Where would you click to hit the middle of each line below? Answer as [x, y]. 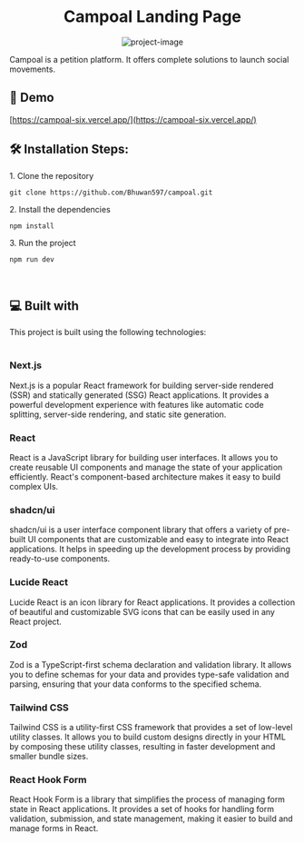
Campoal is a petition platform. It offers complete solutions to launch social [149, 59]
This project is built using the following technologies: [108, 332]
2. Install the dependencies [60, 209]
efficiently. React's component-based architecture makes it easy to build [145, 476]
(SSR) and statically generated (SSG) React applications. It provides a [139, 395]
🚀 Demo [32, 98]
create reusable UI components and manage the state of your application [146, 467]
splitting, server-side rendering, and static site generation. [118, 414]
